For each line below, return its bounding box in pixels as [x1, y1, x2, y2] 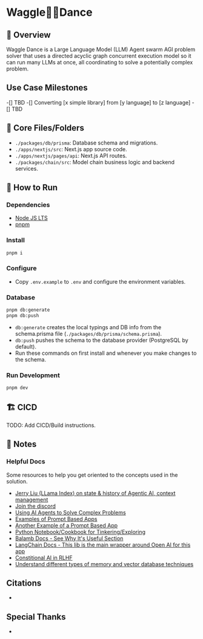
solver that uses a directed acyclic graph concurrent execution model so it [6, 52, 192, 60]
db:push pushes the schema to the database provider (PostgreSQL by [15, 337, 189, 344]
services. [15, 165, 38, 172]
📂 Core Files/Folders [6, 123, 85, 133]
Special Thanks [6, 612, 66, 622]
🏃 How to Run [6, 182, 58, 193]
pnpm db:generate [6, 307, 50, 313]
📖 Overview [6, 30, 51, 40]
